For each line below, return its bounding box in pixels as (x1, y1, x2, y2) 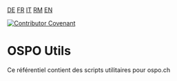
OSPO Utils (7, 43, 71, 59)
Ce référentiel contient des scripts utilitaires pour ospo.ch (7, 65, 171, 74)
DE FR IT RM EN (7, 6, 53, 14)
